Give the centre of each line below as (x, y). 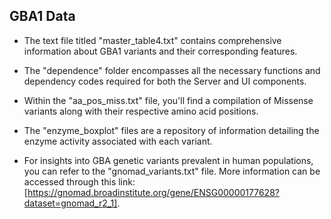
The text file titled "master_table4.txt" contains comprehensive (152, 40)
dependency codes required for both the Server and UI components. (165, 81)
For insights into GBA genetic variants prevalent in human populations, (168, 160)
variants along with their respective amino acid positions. (141, 111)
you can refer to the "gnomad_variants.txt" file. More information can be (172, 171)
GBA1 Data (42, 16)
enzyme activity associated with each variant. (118, 141)
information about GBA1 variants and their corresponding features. (160, 51)
